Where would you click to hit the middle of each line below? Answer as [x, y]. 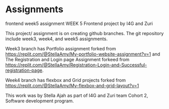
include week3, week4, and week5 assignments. [57, 39]
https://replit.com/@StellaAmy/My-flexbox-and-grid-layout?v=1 [72, 86]
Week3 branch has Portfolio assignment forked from [61, 48]
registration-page [24, 70]
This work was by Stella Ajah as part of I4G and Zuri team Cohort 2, [77, 95]
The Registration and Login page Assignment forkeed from [68, 59]
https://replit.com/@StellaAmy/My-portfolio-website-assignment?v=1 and [83, 54]
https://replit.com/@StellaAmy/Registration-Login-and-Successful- [76, 65]
